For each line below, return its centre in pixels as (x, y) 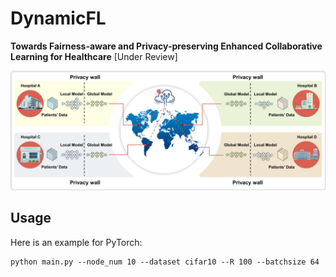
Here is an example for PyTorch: (76, 242)
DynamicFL (58, 18)
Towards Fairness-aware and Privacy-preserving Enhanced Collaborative (166, 46)
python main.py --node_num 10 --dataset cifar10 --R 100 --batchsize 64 (165, 262)
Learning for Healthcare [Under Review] (94, 56)
